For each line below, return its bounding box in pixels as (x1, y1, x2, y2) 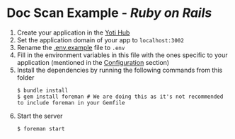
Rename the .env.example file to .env (16, 43, 125, 52)
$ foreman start (16, 125, 65, 132)
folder (16, 73, 35, 82)
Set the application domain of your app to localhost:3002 (16, 35, 185, 44)
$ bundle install (16, 87, 69, 94)
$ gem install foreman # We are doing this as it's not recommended (16, 93, 224, 100)
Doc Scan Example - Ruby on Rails (6, 5, 212, 21)
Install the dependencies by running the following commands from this (16, 66, 223, 74)
